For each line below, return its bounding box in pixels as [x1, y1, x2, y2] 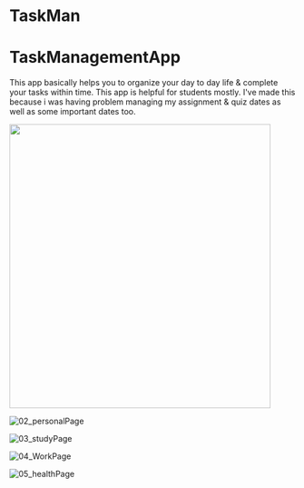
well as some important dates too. [9, 106, 136, 117]
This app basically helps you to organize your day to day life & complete [9, 77, 279, 88]
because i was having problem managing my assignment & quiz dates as [9, 96, 281, 107]
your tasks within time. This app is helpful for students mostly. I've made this [9, 87, 296, 98]
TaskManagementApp [9, 47, 181, 68]
